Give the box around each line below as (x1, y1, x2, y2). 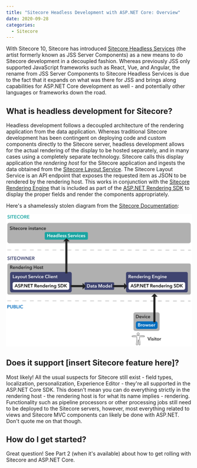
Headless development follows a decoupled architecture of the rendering (6, 122, 184, 129)
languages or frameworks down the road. (6, 89, 107, 96)
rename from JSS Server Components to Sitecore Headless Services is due (6, 70, 190, 77)
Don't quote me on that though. (6, 417, 83, 424)
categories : (6, 22, 35, 28)
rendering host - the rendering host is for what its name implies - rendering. (6, 392, 190, 400)
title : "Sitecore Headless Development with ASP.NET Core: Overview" (6, 9, 181, 15)
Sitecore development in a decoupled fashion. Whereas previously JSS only (6, 58, 191, 65)
